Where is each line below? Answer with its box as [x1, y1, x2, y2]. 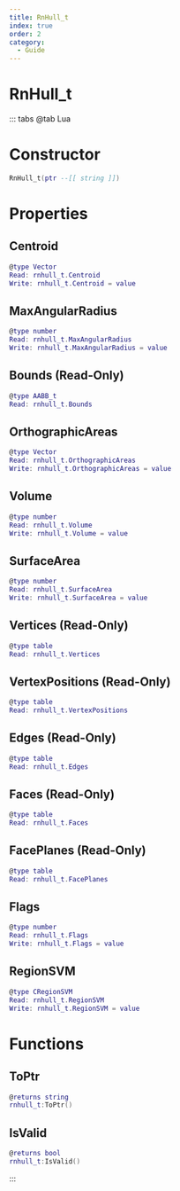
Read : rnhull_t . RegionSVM [9, 995, 104, 1005]
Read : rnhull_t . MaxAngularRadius [9, 335, 132, 344]
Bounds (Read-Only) [9, 368, 125, 383]
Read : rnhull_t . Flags [9, 931, 89, 940]
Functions [9, 1034, 84, 1054]
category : [9, 37, 46, 47]
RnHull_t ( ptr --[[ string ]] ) [9, 174, 121, 183]
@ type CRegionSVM [9, 987, 73, 996]
